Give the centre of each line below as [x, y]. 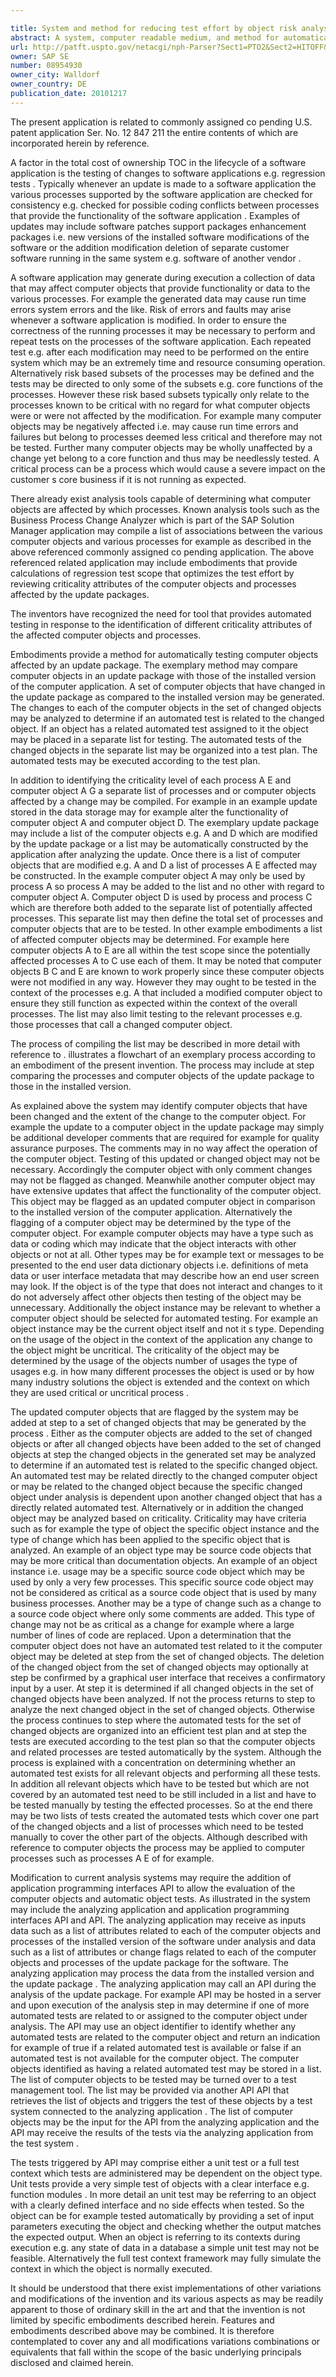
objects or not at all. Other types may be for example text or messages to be [167, 1254]
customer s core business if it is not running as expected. [128, 479]
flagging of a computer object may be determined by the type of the [151, 1222]
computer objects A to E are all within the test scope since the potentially [160, 950]
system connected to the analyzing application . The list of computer [151, 2111]
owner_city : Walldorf [55, 75]
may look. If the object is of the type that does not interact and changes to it [166, 1286]
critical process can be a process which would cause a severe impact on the [168, 468]
